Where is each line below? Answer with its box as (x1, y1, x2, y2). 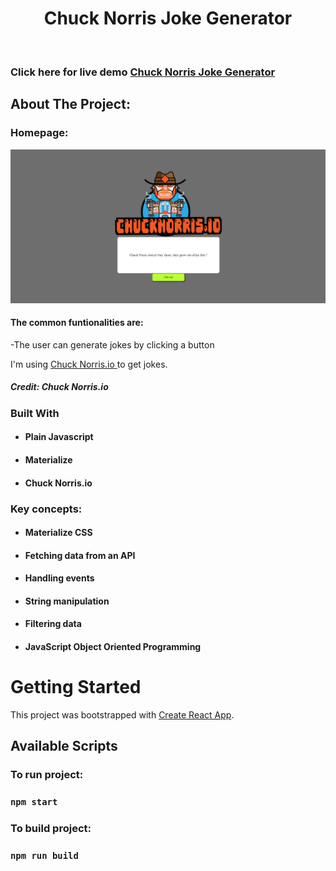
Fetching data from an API (24, 549, 136, 561)
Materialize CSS (24, 527, 93, 539)
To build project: (10, 822, 92, 836)
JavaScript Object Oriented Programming (24, 641, 202, 653)
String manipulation (24, 595, 110, 607)
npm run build (10, 850, 79, 862)
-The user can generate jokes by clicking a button (10, 338, 215, 351)
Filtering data (24, 618, 82, 630)
